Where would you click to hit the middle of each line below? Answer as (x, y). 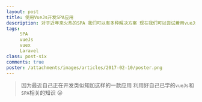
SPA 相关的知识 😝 (42, 93)
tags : (13, 28)
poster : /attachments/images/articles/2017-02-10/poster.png (84, 67)
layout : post (23, 12)
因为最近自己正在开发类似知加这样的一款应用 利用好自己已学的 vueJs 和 (107, 85)
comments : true (25, 62)
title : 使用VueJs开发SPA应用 (40, 17)
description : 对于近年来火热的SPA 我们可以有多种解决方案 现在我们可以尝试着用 (95, 23)
